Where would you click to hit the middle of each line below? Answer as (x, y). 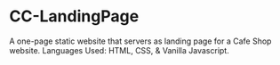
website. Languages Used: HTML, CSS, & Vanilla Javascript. (119, 50)
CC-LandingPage (74, 16)
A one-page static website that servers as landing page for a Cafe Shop (140, 41)
